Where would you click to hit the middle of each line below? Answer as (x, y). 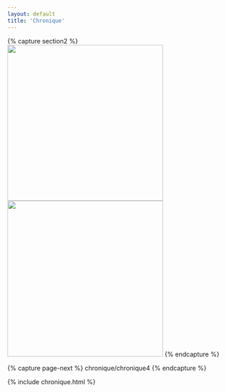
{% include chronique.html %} (52, 381)
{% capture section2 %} (43, 41)
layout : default (31, 14)
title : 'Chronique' (36, 21)
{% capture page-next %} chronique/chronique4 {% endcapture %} (107, 368)
